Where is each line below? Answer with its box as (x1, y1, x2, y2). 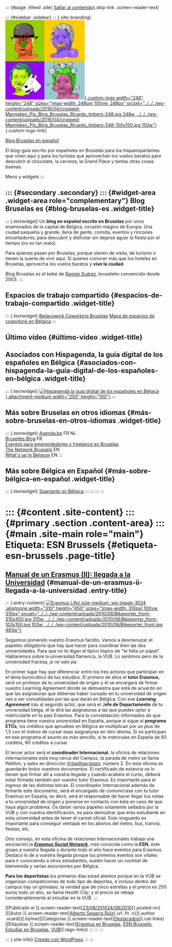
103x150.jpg (5, 622, 31, 628)
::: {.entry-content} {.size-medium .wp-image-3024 (5, 600, 146, 606)
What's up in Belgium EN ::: (5, 451, 63, 458)
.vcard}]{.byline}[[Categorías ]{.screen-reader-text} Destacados (5, 916, 140, 922)
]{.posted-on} (132, 905, 161, 911)
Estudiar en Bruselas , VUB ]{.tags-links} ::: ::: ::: (5, 926, 104, 933)
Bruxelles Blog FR (5, 436, 42, 442)
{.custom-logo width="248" (84, 95, 143, 101)
